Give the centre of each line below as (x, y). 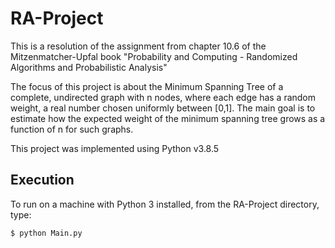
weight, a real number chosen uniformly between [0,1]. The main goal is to (163, 108)
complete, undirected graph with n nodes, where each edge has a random (163, 97)
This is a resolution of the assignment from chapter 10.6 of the (138, 46)
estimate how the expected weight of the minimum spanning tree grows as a (168, 118)
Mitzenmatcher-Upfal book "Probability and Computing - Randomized (154, 56)
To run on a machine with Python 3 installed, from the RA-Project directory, (165, 204)
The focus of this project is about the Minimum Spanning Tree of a (147, 86)
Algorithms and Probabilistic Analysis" (89, 67)
